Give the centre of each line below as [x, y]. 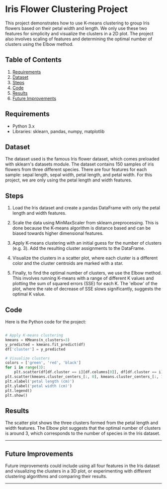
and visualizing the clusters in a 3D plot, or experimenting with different [78, 471]
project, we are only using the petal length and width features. [69, 180]
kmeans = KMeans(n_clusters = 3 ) [38, 340]
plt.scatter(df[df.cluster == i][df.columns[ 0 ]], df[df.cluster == [85, 372]
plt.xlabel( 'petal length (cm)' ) [40, 381]
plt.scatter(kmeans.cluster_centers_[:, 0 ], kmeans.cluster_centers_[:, [82, 377]
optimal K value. [29, 294]
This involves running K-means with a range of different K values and [83, 278]
